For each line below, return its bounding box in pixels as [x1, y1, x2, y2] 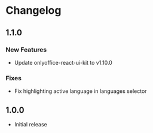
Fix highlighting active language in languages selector [14, 87, 147, 95]
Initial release [14, 120, 47, 128]
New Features [5, 46, 47, 54]
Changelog [5, 4, 62, 17]
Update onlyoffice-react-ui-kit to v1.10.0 [14, 59, 113, 66]
